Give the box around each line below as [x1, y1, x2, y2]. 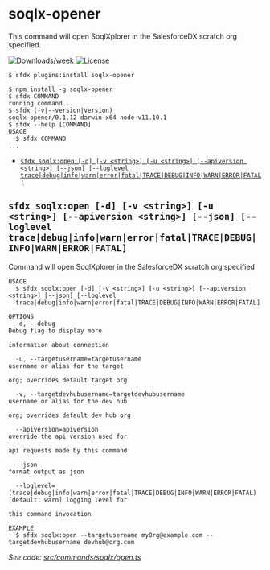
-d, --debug [15, 320, 56, 328]
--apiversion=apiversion [15, 425, 99, 433]
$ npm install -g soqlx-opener [8, 85, 113, 93]
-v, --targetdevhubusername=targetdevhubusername [15, 390, 185, 399]
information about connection [8, 341, 110, 349]
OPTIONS [8, 312, 35, 320]
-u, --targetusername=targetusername [15, 355, 142, 363]
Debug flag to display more [8, 327, 103, 335]
